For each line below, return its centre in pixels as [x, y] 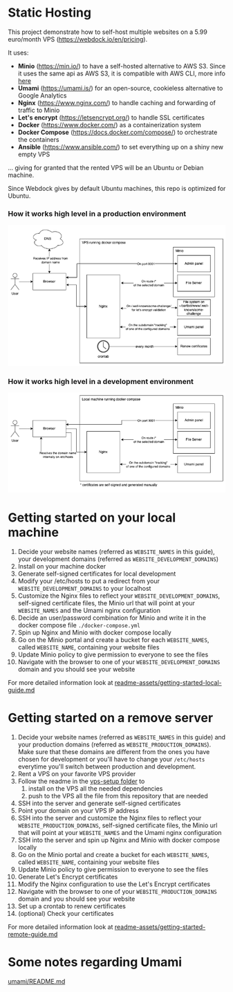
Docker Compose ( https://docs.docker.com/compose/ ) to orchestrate [118, 132]
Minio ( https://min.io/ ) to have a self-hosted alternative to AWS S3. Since [122, 66]
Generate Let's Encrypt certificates [68, 877]
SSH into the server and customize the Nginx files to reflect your [110, 818]
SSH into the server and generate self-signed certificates [99, 803]
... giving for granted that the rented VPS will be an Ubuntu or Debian [106, 167]
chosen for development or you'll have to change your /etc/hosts [111, 759]
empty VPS [34, 154]
